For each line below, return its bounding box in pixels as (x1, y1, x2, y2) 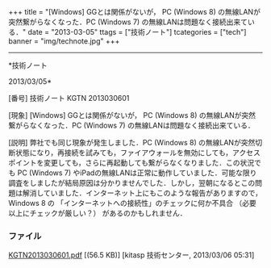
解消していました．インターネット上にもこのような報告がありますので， (22, 188, 263, 198)
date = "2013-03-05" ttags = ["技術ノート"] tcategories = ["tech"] (27, 27, 247, 36)
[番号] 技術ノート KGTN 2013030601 (8, 94, 130, 103)
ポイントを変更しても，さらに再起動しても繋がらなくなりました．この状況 (8, 158, 255, 167)
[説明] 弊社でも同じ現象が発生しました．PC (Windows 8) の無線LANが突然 (8, 138, 256, 147)
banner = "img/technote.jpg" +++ (8, 36, 120, 46)
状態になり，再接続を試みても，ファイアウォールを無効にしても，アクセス (15, 148, 261, 157)
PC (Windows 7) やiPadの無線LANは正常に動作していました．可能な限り (17, 168, 257, 178)
